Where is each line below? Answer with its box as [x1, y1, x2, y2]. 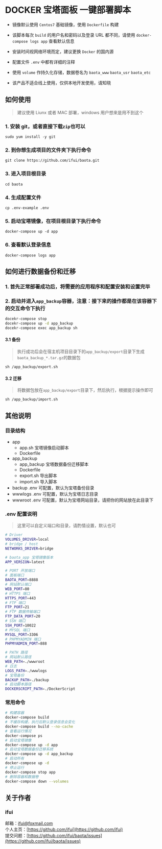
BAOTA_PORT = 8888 [5, 577, 38, 582]
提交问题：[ [5, 833, 28, 839]
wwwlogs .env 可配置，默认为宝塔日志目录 [12, 491, 98, 497]
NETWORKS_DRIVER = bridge [5, 546, 54, 551]
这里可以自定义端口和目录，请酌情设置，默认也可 [17, 523, 116, 528]
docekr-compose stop [5, 317, 47, 322]
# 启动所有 [5, 756, 24, 761]
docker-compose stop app [5, 770, 56, 774]
